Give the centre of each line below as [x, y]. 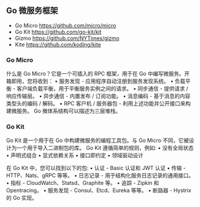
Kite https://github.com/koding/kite [58, 44]
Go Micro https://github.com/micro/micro [65, 25]
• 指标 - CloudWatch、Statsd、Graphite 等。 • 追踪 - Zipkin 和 [83, 183]
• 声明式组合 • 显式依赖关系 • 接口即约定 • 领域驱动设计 [75, 155]
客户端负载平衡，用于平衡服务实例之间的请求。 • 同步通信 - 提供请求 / [103, 89]
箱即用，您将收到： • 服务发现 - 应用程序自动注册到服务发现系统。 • [90, 81]
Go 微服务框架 [32, 11]
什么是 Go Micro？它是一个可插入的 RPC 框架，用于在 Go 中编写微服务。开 [98, 74]
